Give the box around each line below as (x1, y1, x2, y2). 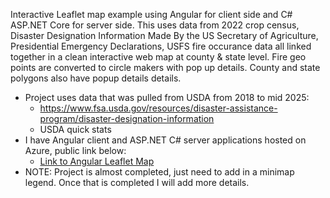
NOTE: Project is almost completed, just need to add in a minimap (24, 166, 295, 178)
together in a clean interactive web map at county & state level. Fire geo (10, 51, 307, 63)
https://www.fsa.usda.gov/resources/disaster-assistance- (39, 102, 278, 114)
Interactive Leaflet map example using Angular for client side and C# (10, 9, 293, 20)
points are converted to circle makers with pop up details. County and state (10, 62, 321, 73)
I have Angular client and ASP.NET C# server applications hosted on (24, 134, 307, 146)
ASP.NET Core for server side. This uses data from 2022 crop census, (10, 19, 300, 31)
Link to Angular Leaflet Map (39, 155, 155, 167)
